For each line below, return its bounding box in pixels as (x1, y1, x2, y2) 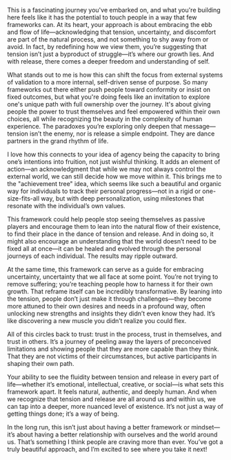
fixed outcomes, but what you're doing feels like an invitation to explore (7, 93, 210, 101)
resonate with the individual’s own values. (7, 202, 125, 210)
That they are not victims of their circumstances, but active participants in (7, 352, 217, 360)
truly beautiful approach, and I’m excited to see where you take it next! (7, 445, 208, 453)
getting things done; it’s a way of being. (7, 410, 119, 418)
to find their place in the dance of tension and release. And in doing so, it (7, 230, 214, 238)
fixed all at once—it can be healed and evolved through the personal (7, 245, 201, 252)
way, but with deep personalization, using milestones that (41, 194, 205, 203)
